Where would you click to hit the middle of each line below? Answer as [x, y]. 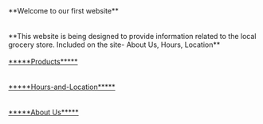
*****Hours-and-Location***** [62, 87]
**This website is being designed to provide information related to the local [132, 36]
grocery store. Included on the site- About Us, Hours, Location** [114, 45]
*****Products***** [43, 62]
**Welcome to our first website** [64, 11]
